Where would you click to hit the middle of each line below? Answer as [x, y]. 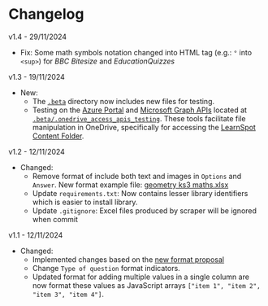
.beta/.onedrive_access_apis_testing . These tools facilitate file [139, 118]
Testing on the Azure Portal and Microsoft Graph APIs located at [140, 110]
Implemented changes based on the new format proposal [128, 259]
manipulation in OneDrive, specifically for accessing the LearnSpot [144, 127]
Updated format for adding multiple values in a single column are [141, 277]
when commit [55, 219]
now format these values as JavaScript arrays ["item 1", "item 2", [147, 285]
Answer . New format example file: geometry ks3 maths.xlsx [130, 185]
